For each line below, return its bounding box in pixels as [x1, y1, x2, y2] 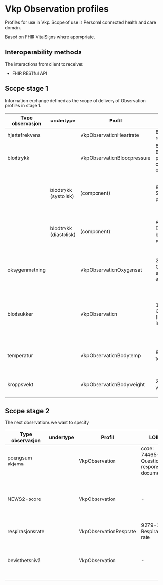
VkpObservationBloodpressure [80, 155, 151, 161]
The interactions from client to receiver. [5, 61, 84, 67]
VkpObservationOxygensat [80, 266, 142, 273]
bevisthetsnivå [7, 557, 41, 564]
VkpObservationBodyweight [80, 381, 145, 388]
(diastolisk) [50, 231, 76, 238]
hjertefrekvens [7, 131, 41, 138]
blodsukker [7, 310, 33, 317]
